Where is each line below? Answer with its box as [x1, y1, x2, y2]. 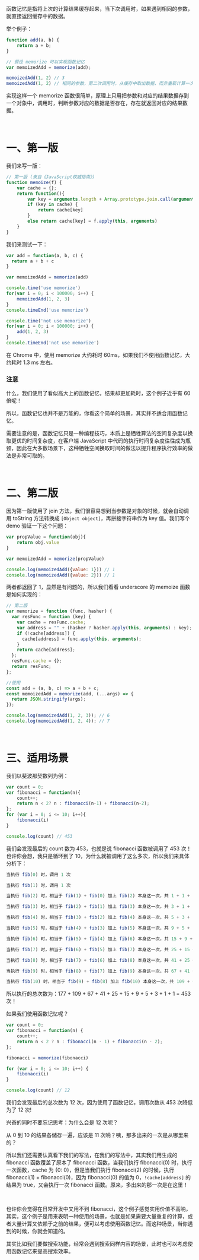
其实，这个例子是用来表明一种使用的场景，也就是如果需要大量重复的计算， [6, 1213, 188, 1220]
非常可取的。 [16, 452, 48, 459]
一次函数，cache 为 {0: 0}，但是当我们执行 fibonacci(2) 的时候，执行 [6, 1166, 175, 1174]
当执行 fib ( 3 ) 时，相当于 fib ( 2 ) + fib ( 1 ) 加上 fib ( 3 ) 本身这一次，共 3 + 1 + [6, 904, 190, 910]
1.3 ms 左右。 [23, 359, 56, 366]
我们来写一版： [6, 162, 43, 169]
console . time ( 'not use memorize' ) [6, 318, 92, 324]
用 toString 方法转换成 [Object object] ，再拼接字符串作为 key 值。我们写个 [6, 515, 191, 522]
